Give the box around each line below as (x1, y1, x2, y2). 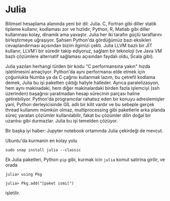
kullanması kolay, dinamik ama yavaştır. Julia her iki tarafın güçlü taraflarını (5, 31, 162, 37)
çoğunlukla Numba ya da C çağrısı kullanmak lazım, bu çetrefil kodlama (5, 74, 156, 80)
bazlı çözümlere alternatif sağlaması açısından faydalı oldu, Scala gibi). (5, 53, 154, 59)
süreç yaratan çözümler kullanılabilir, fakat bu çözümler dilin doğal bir (5, 112, 151, 118)
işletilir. (5, 190, 20, 196)
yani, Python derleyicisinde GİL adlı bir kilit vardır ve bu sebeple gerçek (5, 101, 155, 107)
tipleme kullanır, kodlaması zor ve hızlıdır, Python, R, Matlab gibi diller (5, 26, 151, 32)
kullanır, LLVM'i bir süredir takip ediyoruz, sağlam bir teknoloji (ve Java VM (5, 48, 162, 54)
